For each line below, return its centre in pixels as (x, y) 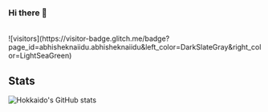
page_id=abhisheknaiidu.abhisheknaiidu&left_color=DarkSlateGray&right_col (135, 47)
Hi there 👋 (28, 13)
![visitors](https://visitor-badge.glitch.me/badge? (89, 38)
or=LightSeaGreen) (40, 56)
